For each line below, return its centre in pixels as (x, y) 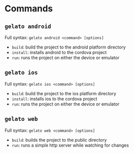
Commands (29, 9)
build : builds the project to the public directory (59, 140)
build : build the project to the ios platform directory (64, 93)
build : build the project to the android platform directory (69, 47)
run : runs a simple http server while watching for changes (70, 145)
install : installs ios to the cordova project (54, 99)
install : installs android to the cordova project (59, 52)
